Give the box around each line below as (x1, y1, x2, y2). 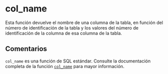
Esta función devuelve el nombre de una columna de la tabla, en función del (5, 19, 163, 25)
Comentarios (5, 44, 47, 53)
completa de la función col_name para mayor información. (5, 63, 125, 69)
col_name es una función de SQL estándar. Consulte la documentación (5, 58, 151, 64)
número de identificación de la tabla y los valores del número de (5, 24, 139, 30)
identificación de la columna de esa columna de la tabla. (5, 30, 122, 36)
